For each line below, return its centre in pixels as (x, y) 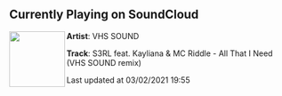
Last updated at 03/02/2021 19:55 (128, 80)
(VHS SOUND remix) (104, 62)
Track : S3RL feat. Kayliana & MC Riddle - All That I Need (169, 53)
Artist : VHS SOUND (103, 36)
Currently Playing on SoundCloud (104, 15)
